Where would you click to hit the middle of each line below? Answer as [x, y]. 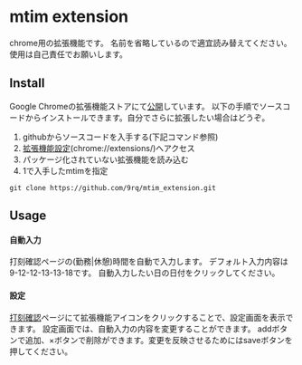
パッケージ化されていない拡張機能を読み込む [106, 159]
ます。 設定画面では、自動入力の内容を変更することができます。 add [145, 329]
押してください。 [41, 351]
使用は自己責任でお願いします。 [69, 54]
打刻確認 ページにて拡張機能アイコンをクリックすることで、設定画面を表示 [148, 317]
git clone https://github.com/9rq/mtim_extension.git [113, 187]
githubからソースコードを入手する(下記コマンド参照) [120, 137]
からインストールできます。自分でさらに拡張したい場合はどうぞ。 [147, 117]
